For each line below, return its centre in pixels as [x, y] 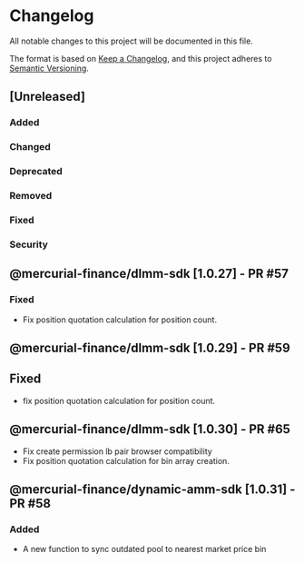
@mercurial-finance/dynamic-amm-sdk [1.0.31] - [152, 489]
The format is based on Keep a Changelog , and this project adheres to [141, 58]
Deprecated [36, 172]
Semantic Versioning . [49, 68]
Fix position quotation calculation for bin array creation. [126, 460]
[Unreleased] [48, 97]
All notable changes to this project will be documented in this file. [132, 41]
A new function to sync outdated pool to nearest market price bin [144, 549]
